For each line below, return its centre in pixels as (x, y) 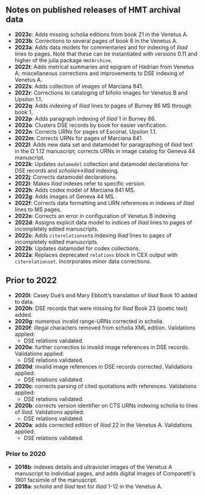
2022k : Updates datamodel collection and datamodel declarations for (101, 164)
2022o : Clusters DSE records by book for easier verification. (91, 125)
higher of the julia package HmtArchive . (63, 60)
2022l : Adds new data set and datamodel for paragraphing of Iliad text (104, 144)
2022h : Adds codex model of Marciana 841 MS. (75, 190)
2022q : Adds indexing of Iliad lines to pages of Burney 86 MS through (103, 106)
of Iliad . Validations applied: (49, 412)
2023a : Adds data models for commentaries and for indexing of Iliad (101, 47)
